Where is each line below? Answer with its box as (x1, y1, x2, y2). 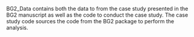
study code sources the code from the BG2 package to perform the (6, 18, 174, 24)
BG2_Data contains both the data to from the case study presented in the (6, 5, 189, 12)
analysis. (6, 24, 28, 31)
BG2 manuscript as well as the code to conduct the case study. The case (6, 11, 189, 18)
